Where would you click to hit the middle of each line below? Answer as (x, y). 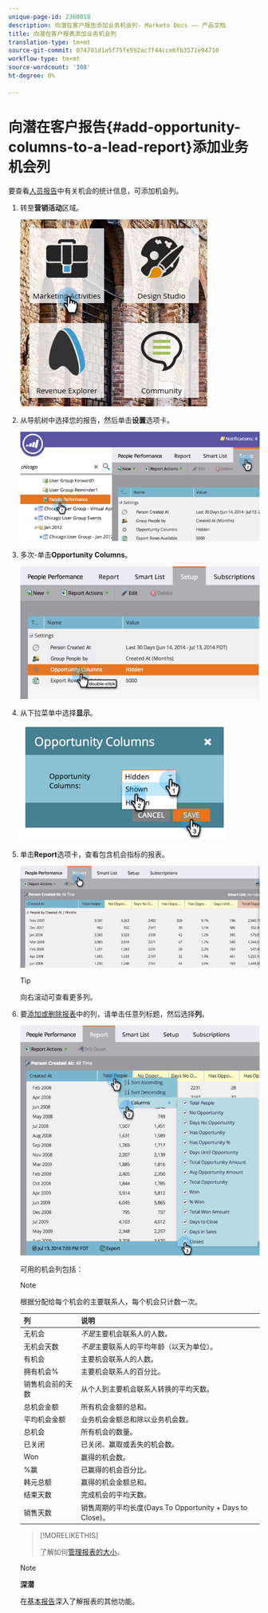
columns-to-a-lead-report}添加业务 (128, 147)
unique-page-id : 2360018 (49, 17)
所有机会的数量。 (109, 1432)
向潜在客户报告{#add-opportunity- (124, 127)
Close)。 (95, 1517)
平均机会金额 (45, 1419)
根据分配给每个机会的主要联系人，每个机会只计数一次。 (110, 1301)
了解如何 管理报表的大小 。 (82, 1552)
